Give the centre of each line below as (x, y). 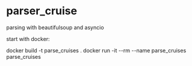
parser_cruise (42, 11)
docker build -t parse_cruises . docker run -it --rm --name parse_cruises (96, 50)
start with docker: (28, 39)
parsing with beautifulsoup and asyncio (55, 27)
